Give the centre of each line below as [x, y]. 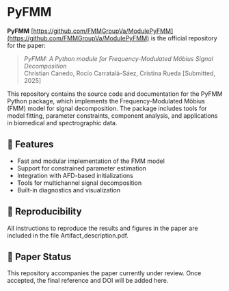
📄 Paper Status [39, 256]
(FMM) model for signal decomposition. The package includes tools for [107, 108]
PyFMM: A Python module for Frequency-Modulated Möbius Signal [119, 58]
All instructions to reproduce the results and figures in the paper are [103, 228]
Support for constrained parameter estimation [82, 168]
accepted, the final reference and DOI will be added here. [88, 281]
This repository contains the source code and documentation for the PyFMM [115, 94]
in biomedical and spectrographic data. [62, 123]
